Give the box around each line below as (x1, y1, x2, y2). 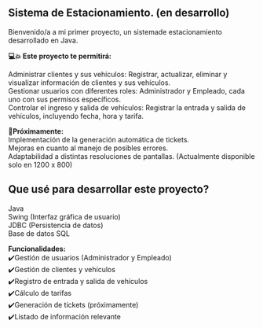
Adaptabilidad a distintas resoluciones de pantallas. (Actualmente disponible (8, 151, 255, 160)
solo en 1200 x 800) (8, 160, 73, 169)
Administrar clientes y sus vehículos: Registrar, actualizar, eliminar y (8, 69, 228, 79)
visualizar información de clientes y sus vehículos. (8, 78, 171, 87)
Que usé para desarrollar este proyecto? (8, 182, 210, 196)
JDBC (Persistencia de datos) (8, 220, 104, 230)
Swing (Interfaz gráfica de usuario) (8, 212, 122, 221)
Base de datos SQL (8, 228, 71, 238)
